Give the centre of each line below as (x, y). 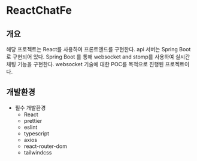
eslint (31, 127)
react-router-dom (46, 146)
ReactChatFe (39, 10)
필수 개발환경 (30, 107)
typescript (37, 133)
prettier (33, 120)
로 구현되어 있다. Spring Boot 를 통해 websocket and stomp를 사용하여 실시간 (98, 57)
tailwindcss (38, 152)
